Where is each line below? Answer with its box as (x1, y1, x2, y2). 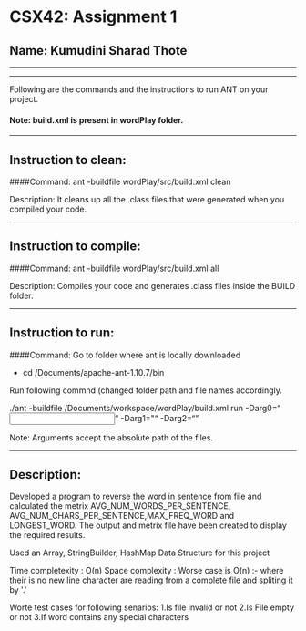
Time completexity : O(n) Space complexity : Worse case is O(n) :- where (9, 565, 284, 576)
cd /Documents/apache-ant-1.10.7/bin (22, 367, 165, 378)
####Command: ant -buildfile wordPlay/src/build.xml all (9, 263, 219, 274)
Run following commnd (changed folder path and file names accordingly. (9, 385, 282, 396)
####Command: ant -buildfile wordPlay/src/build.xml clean (9, 176, 231, 188)
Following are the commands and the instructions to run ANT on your (9, 84, 269, 95)
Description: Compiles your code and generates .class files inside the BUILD (9, 280, 296, 291)
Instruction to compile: (9, 239, 141, 254)
